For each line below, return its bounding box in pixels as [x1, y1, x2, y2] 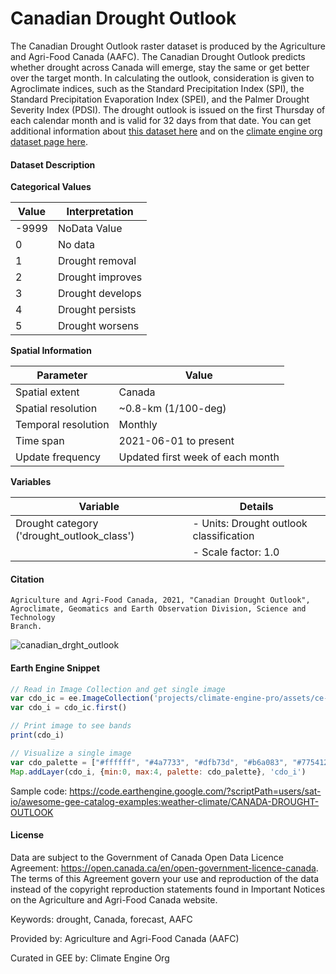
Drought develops [57, 287, 142, 301]
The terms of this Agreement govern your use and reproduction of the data [10, 872, 320, 884]
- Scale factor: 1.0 [192, 545, 280, 559]
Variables [10, 476, 52, 488]
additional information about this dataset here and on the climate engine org [10, 125, 323, 137]
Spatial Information [10, 345, 92, 357]
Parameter [36, 368, 88, 382]
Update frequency [15, 450, 102, 464]
